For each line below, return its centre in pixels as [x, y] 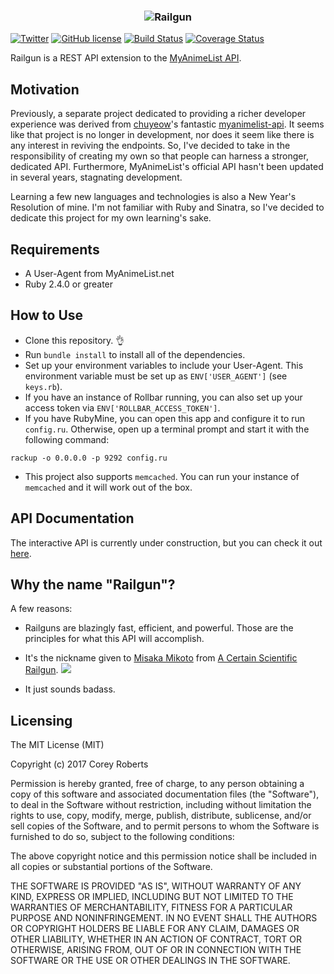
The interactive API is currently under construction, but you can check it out [166, 542]
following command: [67, 439]
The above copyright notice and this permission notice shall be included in [163, 856]
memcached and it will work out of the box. [108, 487]
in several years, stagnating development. [96, 177]
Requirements [55, 249]
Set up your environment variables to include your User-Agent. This [164, 365]
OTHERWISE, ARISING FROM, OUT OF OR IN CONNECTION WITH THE [156, 950]
